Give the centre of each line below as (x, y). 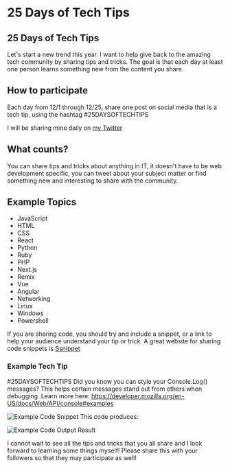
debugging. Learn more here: (49, 396)
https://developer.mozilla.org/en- (138, 396)
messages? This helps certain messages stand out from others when (105, 389)
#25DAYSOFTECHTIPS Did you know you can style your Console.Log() (107, 381)
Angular (28, 291)
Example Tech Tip (37, 367)
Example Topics (42, 202)
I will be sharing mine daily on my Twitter (65, 128)
